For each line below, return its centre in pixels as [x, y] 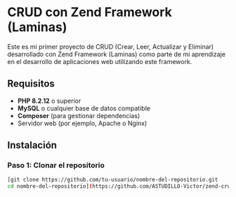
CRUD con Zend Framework [90, 12]
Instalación [32, 145]
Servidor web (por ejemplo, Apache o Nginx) [82, 123]
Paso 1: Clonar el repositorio [56, 165]
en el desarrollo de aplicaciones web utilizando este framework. [100, 61]
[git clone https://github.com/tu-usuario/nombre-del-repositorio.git [113, 180]
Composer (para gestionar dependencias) [79, 115]
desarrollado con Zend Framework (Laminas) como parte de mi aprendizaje [117, 54]
